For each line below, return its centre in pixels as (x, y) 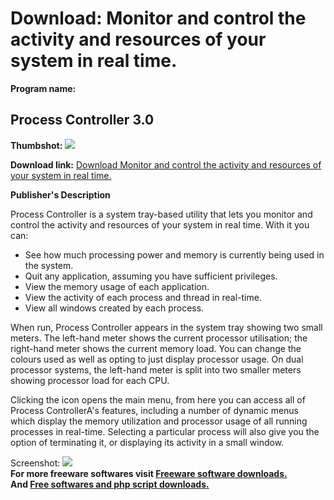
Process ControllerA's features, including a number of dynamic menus (154, 410)
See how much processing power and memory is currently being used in (174, 254)
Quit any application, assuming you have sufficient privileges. (151, 276)
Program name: (43, 88)
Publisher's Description (60, 194)
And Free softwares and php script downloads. (110, 484)
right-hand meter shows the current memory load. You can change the (156, 348)
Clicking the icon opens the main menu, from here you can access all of (158, 399)
